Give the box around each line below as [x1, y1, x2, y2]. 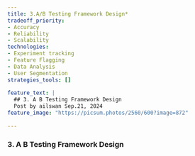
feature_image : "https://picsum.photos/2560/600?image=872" [7, 109, 189, 116]
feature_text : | [7, 89, 55, 96]
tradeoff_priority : [7, 17, 65, 24]
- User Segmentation [7, 69, 69, 77]
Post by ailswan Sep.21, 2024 [13, 103, 103, 110]
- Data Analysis [7, 63, 55, 70]
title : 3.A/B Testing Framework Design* [7, 10, 129, 18]
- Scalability [7, 37, 50, 44]
